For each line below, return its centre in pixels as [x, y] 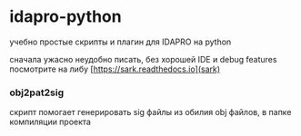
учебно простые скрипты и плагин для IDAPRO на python [120, 42]
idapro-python [65, 17]
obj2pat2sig [37, 92]
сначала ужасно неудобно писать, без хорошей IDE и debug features [143, 59]
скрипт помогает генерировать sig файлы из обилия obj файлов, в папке [150, 112]
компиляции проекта [50, 122]
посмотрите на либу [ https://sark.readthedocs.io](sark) [115, 69]
